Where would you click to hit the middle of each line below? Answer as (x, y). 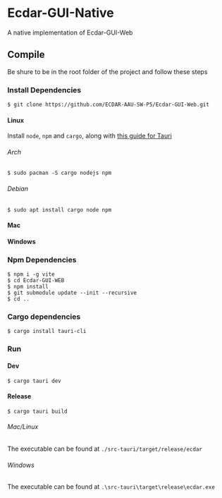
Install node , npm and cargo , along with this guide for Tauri (90, 136)
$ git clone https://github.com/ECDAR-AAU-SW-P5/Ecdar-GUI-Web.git (109, 105)
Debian (18, 189)
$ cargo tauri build (38, 411)
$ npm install (28, 287)
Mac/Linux (23, 427)
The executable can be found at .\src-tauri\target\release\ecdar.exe (111, 487)
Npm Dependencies (42, 260)
